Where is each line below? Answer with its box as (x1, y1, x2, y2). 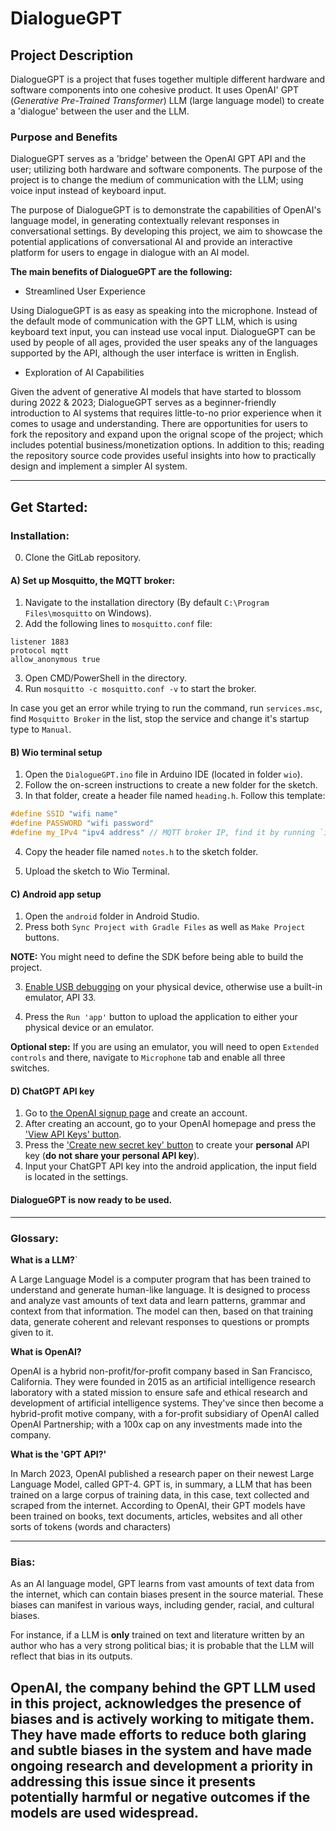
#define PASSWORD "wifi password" (10, 818, 155, 829)
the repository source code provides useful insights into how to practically (10, 450, 317, 462)
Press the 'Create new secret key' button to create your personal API (24, 1139, 310, 1151)
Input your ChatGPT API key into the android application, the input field (24, 1160, 317, 1172)
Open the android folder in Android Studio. (24, 910, 200, 922)
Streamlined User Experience (24, 285, 146, 297)
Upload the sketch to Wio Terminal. (24, 865, 170, 877)
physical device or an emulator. (24, 1022, 155, 1034)
